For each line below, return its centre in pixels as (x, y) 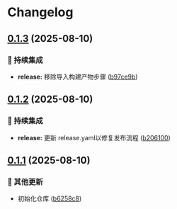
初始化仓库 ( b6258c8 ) (50, 198)
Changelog (40, 12)
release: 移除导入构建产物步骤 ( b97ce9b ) (78, 77)
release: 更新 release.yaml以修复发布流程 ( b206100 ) (94, 137)
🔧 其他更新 (25, 181)
